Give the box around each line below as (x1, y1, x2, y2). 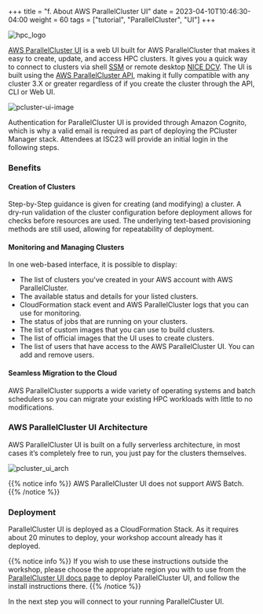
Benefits (8, 162, 42, 173)
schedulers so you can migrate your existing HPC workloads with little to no (8, 394, 253, 403)
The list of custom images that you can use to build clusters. (19, 325, 215, 335)
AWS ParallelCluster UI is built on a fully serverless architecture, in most (8, 439, 241, 449)
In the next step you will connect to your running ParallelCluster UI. (8, 597, 225, 606)
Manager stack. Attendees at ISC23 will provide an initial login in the (8, 134, 228, 144)
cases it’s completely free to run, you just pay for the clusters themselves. (8, 448, 247, 458)
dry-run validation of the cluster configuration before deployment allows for (8, 208, 253, 217)
